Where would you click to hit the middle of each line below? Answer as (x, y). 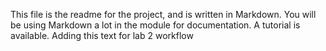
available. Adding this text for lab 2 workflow (102, 35)
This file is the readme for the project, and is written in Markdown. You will (163, 14)
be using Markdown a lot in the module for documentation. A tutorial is (155, 25)
